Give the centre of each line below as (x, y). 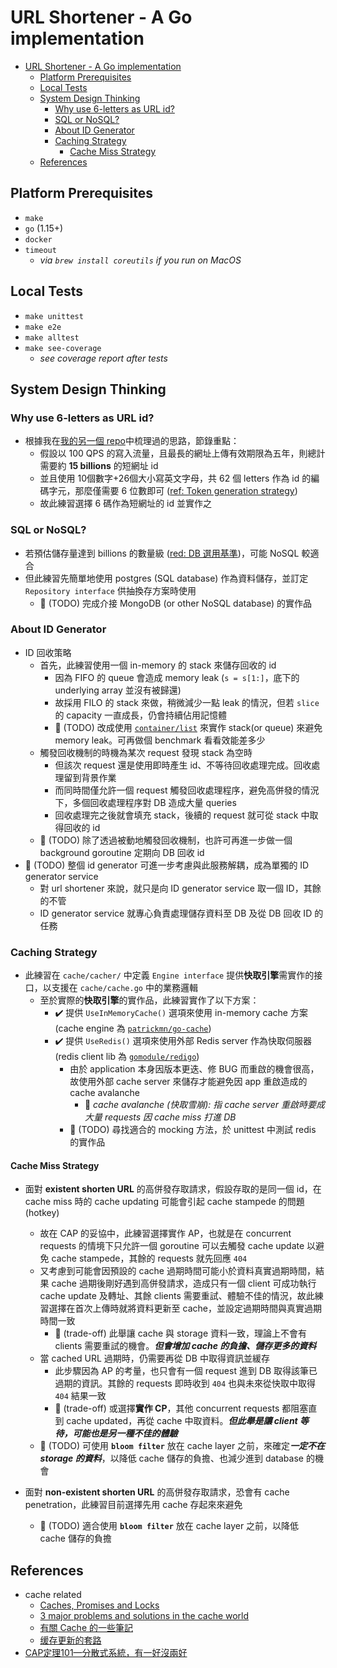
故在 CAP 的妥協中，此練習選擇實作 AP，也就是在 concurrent (165, 1233)
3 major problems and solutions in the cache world (144, 1616)
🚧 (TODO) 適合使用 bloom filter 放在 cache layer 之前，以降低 (169, 1526)
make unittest (54, 316)
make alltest (52, 337)
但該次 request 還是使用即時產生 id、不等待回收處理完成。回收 (183, 765)
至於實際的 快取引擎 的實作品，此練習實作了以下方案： (149, 1000)
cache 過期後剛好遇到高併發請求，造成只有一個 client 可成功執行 (184, 1283)
